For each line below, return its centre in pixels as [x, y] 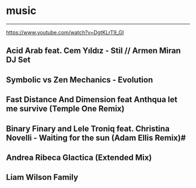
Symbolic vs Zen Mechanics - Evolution [80, 80]
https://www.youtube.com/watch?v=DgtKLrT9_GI [65, 32]
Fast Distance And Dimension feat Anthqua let [92, 100]
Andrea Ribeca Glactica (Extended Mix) [79, 157]
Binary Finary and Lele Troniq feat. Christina [88, 129]
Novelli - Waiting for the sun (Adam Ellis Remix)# [96, 137]
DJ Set [18, 60]
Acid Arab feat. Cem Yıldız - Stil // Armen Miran [93, 51]
